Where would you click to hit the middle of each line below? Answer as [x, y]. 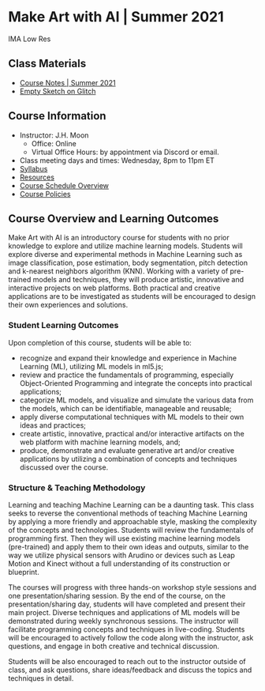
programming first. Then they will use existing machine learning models [124, 538]
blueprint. [24, 572]
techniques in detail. [41, 678]
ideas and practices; [53, 425]
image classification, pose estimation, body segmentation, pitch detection [128, 263]
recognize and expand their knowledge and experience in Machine [128, 358]
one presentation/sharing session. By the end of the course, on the [117, 595]
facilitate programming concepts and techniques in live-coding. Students [127, 629]
